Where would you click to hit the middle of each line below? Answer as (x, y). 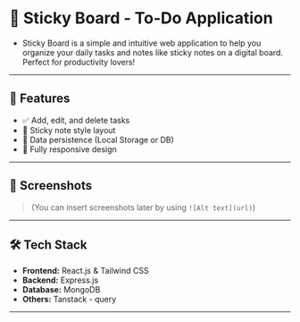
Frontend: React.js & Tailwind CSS (85, 271)
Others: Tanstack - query (69, 300)
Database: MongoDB (61, 290)
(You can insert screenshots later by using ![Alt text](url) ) (143, 207)
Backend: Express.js (60, 280)
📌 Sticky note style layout (69, 130)
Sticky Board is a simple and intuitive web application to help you (142, 43)
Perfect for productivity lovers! (79, 62)
